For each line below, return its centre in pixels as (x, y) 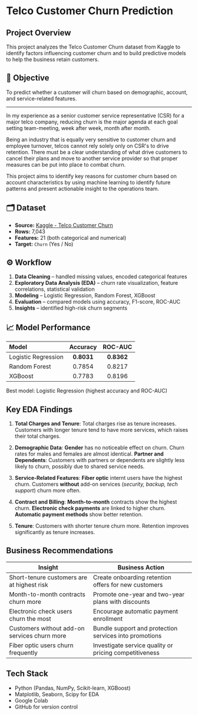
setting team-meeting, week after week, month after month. (79, 128)
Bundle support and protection (136, 628)
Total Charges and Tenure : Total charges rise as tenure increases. (95, 424)
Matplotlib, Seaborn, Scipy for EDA (57, 694)
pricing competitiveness (127, 652)
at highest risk (29, 584)
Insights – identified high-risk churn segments (71, 308)
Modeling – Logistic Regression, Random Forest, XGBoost (85, 295)
